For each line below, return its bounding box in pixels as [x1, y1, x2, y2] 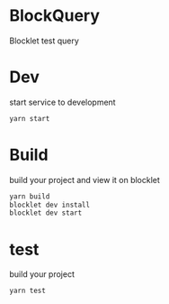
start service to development [9, 97, 116, 107]
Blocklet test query [9, 35, 79, 46]
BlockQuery [9, 5, 101, 26]
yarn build [9, 191, 50, 201]
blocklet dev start [9, 208, 83, 217]
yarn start [9, 114, 50, 123]
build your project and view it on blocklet [9, 174, 160, 185]
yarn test [9, 286, 47, 296]
